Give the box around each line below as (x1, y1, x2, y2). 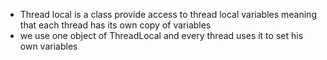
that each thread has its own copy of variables (19, 19, 212, 31)
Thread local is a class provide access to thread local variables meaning (19, 9, 317, 20)
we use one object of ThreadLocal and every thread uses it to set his (19, 30, 304, 41)
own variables (19, 40, 78, 52)
